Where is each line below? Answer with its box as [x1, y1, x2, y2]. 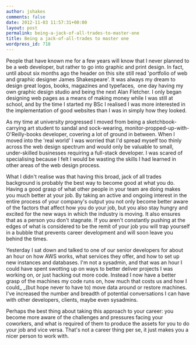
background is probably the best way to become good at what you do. [6, 179, 175, 186]
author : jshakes [6, 8, 45, 15]
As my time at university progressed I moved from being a [6, 118, 146, 125]
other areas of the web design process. [6, 161, 101, 168]
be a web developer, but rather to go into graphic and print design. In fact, [6, 63, 184, 70]
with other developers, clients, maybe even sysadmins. [6, 296, 138, 303]
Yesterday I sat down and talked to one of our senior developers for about [6, 246, 184, 253]
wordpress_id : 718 [6, 42, 51, 47]
